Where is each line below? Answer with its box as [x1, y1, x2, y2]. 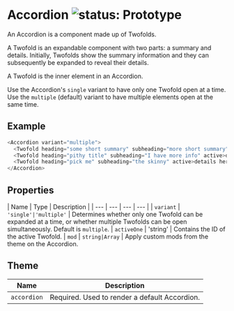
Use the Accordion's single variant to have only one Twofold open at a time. [7, 85, 226, 93]
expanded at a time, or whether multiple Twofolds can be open [7, 217, 187, 226]
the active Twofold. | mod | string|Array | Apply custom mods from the [7, 232, 209, 241]
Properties [7, 184, 54, 196]
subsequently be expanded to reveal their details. [7, 58, 150, 66]
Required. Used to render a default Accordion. [49, 292, 201, 302]
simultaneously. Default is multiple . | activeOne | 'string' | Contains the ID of [7, 225, 226, 233]
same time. [7, 100, 40, 108]
